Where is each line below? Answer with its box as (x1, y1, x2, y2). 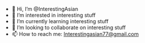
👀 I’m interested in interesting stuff (11, 12, 96, 19)
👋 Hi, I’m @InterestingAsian (11, 6, 79, 12)
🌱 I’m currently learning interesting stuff (11, 18, 109, 24)
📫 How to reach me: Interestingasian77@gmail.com (11, 31, 139, 37)
